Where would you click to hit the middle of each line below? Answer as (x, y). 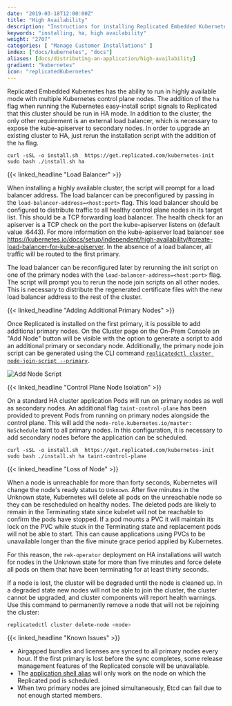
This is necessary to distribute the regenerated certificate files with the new (115, 289)
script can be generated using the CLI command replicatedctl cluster (109, 353)
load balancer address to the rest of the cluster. (75, 297)
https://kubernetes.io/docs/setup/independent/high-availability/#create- (110, 239)
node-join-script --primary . (48, 360)
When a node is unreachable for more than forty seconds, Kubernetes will (112, 482)
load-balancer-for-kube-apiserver (55, 246)
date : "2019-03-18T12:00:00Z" (51, 13)
